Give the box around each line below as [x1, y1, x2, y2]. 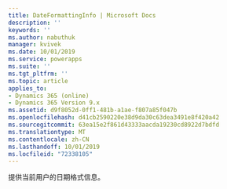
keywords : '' [8, 26, 51, 34]
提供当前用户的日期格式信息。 [8, 173, 104, 182]
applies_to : [8, 84, 47, 93]
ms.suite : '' [8, 63, 51, 71]
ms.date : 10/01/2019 [8, 48, 76, 56]
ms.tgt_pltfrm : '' [8, 70, 68, 78]
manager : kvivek [8, 41, 61, 49]
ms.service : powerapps [8, 56, 82, 64]
